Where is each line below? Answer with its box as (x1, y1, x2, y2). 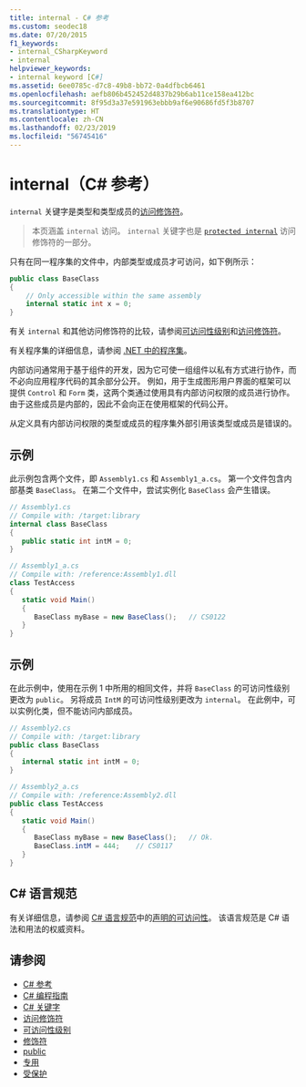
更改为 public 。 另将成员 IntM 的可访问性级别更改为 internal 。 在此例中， (9, 693, 289, 704)
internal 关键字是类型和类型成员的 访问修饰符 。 (9, 206, 189, 217)
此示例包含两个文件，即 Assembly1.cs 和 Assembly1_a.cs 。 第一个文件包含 (9, 473, 284, 484)
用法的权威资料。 (25, 923, 89, 934)
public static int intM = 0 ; (21, 537, 132, 546)
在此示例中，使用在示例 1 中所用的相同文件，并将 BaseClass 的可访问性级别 (9, 682, 290, 693)
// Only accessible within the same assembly (25, 291, 202, 301)
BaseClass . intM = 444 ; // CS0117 (33, 842, 173, 851)
